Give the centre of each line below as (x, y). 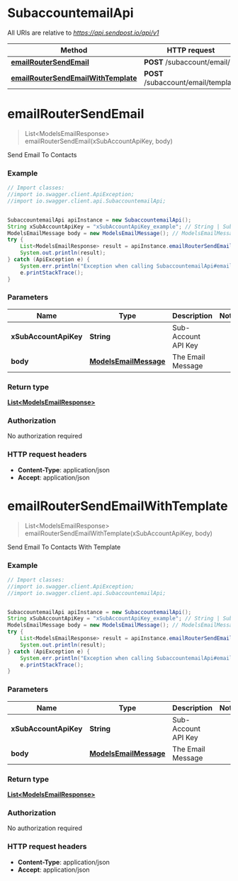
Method (74, 50)
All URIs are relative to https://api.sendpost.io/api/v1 (83, 33)
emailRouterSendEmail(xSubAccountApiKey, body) (98, 141)
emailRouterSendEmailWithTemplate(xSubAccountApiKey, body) (118, 533)
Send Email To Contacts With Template (64, 547)
